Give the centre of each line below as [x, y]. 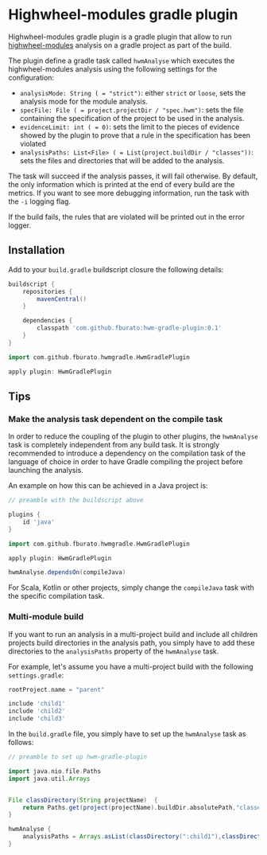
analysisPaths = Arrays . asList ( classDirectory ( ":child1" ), [122, 837]
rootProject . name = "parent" [56, 689]
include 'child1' [37, 704]
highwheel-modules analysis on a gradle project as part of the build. [120, 45]
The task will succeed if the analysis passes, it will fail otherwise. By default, [133, 176]
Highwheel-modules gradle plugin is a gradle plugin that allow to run [120, 37]
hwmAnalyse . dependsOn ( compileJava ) [67, 572]
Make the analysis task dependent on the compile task [116, 419]
